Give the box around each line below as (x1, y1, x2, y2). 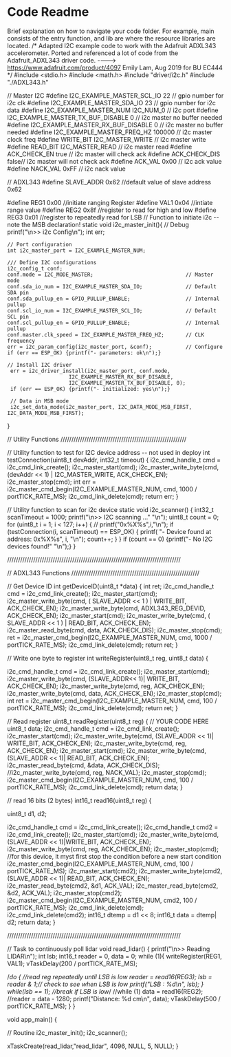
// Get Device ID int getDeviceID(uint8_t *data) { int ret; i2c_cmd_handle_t (7, 582, 214, 590)
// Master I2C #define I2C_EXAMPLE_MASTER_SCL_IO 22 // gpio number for (7, 91, 224, 100)
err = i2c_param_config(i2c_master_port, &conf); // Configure (7, 343, 223, 350)
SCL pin (7, 313, 30, 320)
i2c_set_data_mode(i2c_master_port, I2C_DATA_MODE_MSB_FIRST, (10, 403, 192, 410)
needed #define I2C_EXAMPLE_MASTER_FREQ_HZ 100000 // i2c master (7, 128, 213, 136)
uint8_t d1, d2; (7, 809, 47, 818)
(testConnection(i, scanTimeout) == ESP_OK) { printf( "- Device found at (7, 527, 212, 535)
